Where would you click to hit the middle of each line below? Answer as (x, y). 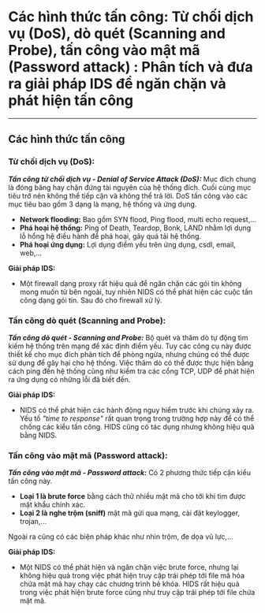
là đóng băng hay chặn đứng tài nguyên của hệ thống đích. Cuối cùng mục (130, 187)
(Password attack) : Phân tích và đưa (131, 67)
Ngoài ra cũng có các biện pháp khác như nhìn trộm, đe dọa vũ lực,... (121, 537)
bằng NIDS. (38, 435)
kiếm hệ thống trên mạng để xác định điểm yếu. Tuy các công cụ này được (130, 346)
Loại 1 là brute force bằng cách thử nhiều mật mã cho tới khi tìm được (132, 496)
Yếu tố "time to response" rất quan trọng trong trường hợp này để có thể (137, 418)
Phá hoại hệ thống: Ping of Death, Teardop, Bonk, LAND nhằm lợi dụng (135, 228)
